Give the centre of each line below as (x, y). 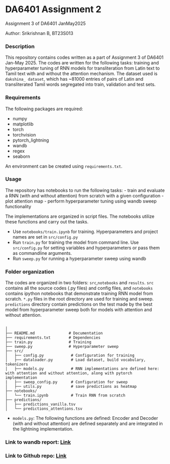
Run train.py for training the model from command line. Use (76, 242)
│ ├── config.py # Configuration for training (70, 356)
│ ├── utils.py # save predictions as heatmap (71, 387)
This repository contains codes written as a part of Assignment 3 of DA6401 (84, 57)
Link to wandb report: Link (38, 442)
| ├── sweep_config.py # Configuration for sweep (67, 382)
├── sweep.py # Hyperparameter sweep (62, 347)
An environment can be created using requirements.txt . (64, 166)
